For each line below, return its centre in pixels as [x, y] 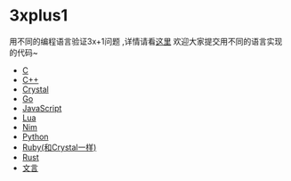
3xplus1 [39, 16]
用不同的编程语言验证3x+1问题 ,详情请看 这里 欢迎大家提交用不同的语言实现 [146, 41]
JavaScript [42, 108]
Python [35, 136]
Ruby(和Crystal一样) [59, 147]
